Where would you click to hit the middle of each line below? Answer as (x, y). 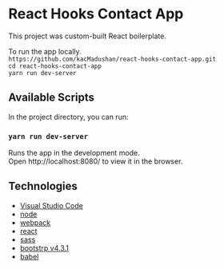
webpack (35, 222)
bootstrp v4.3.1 (44, 247)
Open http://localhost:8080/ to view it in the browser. (96, 161)
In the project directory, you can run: (68, 117)
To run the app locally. (45, 51)
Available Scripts (51, 98)
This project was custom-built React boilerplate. (87, 36)
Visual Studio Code (52, 205)
